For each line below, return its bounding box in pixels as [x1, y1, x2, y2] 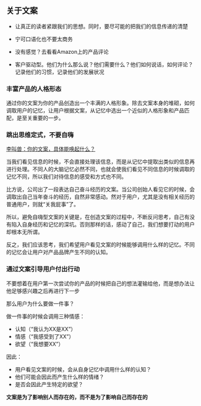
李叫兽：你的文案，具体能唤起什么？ [6, 145, 96, 152]
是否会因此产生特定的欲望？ [14, 380, 84, 387]
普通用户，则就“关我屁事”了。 [6, 201, 80, 208]
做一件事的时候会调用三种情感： [6, 313, 85, 320]
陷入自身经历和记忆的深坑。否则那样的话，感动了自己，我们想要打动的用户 [11, 221, 195, 228]
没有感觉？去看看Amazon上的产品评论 [14, 48, 109, 55]
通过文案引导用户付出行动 [6, 265, 80, 273]
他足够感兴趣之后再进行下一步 [6, 287, 80, 294]
